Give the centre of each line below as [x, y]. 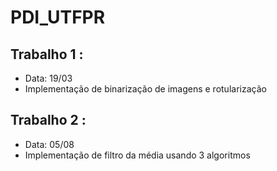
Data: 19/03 [48, 78]
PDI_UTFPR [58, 17]
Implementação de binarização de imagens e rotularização [145, 89]
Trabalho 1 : [47, 54]
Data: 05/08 [49, 144]
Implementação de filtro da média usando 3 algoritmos [137, 155]
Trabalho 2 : [48, 120]
